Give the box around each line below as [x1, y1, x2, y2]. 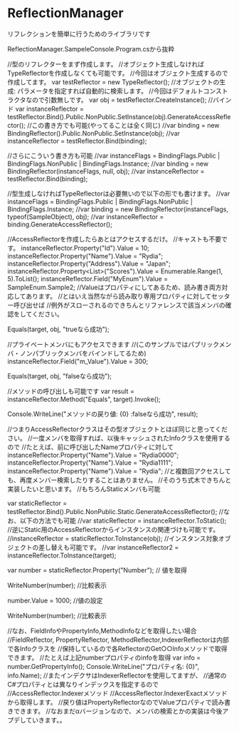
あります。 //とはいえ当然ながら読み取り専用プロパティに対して [26, 291, 212, 301]
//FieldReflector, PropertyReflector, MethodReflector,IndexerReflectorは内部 [7, 635, 229, 644]
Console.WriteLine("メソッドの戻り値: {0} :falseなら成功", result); [7, 409, 198, 418]
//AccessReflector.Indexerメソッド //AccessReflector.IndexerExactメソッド [7, 689, 228, 697]
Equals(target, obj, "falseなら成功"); [7, 371, 112, 380]
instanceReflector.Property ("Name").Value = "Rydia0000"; [7, 450, 179, 459]
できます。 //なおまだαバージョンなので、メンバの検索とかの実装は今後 [13, 707, 223, 715]
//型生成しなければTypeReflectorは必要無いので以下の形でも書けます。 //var [7, 189, 230, 198]
